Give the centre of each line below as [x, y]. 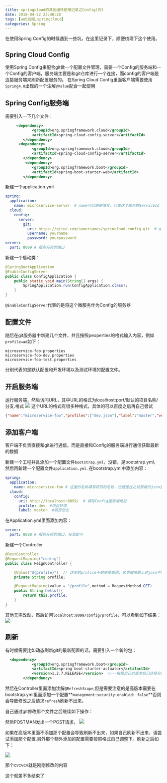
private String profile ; [40, 577]
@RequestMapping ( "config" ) [33, 559]
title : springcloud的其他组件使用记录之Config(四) [54, 10]
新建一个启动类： [23, 257]
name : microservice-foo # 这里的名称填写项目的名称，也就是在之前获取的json [87, 487]
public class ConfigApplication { [41, 276]
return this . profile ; [45, 595]
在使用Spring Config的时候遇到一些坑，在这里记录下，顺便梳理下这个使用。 [83, 38]
